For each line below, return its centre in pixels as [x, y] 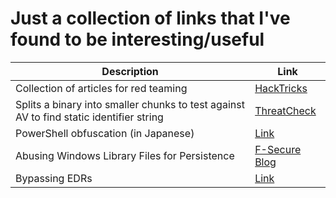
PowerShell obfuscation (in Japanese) [105, 133]
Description [130, 71]
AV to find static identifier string [89, 117]
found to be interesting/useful [137, 39]
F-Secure [278, 149]
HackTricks [281, 88]
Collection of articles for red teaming [101, 88]
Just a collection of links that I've [150, 18]
